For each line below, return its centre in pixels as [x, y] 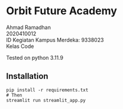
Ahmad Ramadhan [29, 27]
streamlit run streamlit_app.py [46, 100]
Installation [27, 76]
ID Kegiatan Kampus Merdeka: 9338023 [55, 40]
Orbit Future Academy [61, 11]
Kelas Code [20, 46]
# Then [14, 95]
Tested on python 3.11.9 [35, 57]
